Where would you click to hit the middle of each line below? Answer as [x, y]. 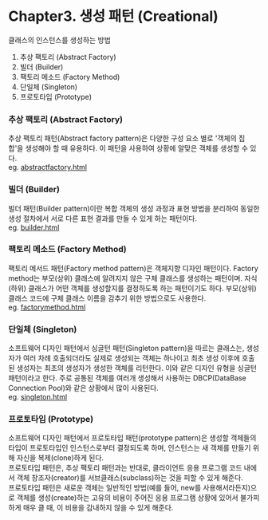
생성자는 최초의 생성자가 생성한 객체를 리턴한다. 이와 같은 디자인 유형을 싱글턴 [137, 368]
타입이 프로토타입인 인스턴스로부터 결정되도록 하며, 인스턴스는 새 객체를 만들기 [130, 448]
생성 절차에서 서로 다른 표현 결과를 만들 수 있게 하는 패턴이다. [103, 218]
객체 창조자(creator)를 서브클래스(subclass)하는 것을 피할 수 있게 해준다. [130, 478]
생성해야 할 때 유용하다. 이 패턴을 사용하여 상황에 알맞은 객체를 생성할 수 [137, 148]
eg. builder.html [34, 227]
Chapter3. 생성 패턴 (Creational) [114, 16]
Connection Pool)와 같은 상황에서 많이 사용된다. [84, 388]
